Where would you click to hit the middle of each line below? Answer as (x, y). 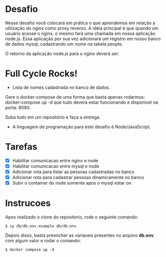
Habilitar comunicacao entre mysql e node (56, 166)
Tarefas (21, 147)
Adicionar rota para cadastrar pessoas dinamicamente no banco (78, 177)
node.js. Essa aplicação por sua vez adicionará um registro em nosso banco (83, 39)
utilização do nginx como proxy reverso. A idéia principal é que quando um (82, 28)
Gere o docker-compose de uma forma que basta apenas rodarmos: (75, 97)
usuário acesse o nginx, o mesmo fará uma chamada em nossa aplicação (80, 33)
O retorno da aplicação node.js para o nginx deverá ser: (62, 54)
